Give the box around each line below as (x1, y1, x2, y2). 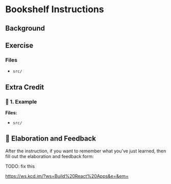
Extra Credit (5, 83, 44, 91)
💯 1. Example (5, 98, 37, 105)
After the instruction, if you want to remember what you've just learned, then (5, 148, 166, 154)
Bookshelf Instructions (5, 4, 104, 15)
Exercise (5, 41, 34, 49)
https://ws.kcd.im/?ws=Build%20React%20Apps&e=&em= (5, 173, 129, 179)
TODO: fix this (5, 163, 35, 169)
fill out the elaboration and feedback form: (5, 153, 94, 159)
